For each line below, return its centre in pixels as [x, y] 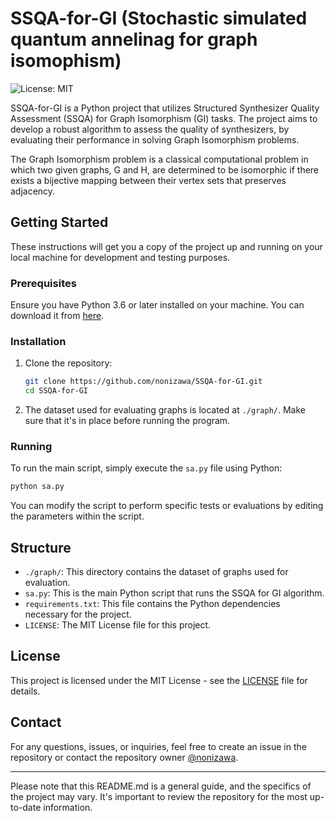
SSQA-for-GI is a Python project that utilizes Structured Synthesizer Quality [165, 108]
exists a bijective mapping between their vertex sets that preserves [148, 180]
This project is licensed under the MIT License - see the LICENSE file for [159, 680]
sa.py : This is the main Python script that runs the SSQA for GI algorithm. [174, 593]
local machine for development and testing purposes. [120, 257]
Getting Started [59, 222]
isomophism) [66, 61]
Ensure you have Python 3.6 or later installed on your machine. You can [157, 305]
